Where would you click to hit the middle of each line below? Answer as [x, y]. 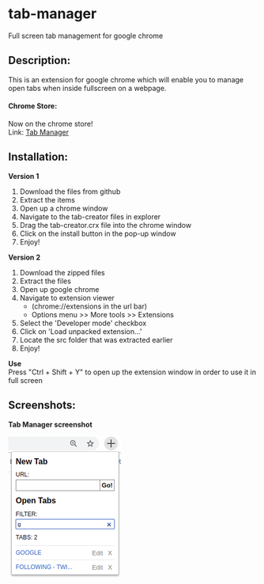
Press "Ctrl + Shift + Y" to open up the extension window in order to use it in [132, 372]
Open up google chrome [59, 289]
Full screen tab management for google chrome [86, 36]
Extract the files [45, 281]
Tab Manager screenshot [50, 424]
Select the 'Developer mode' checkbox [83, 323]
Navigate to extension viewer [67, 298]
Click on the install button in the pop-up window [98, 233]
